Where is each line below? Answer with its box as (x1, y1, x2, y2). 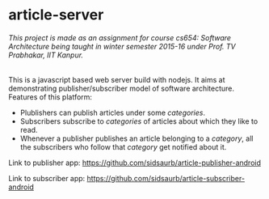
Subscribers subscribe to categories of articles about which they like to (19, 116, 258, 126)
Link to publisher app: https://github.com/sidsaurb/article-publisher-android (8, 158, 261, 167)
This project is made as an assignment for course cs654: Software (8, 32, 232, 42)
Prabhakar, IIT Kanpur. (8, 50, 83, 60)
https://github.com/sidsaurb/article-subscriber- (86, 174, 245, 184)
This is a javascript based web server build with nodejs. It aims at (8, 75, 225, 85)
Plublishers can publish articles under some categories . (19, 108, 206, 118)
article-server (8, 6, 104, 24)
